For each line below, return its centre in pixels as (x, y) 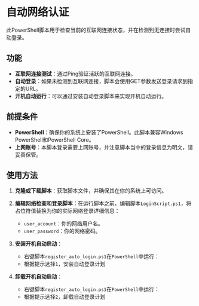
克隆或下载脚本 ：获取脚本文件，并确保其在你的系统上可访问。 (91, 191)
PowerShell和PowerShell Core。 (54, 140)
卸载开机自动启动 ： (39, 277)
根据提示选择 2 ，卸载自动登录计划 (65, 297)
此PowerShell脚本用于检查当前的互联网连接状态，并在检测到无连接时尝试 (96, 30)
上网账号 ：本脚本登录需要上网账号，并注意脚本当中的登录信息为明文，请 (104, 147)
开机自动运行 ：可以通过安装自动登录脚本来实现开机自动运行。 (91, 96)
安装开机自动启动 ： (39, 244)
